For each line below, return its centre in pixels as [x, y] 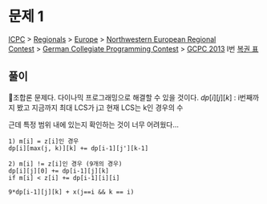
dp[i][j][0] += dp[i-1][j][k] [59, 171]
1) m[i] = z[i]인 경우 [44, 141]
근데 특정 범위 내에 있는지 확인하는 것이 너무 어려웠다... [93, 124]
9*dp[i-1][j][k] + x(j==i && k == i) [71, 192]
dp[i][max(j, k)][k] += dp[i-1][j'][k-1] [79, 148]
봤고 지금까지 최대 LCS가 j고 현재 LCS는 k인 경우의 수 [100, 107]
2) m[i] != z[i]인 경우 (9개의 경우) [65, 164]
